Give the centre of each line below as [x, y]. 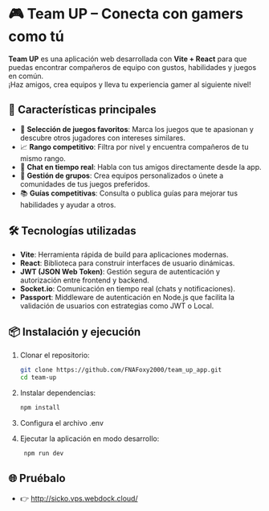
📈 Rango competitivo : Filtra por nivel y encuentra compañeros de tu [134, 146]
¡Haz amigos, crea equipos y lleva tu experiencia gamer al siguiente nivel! [130, 84]
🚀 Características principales [82, 110]
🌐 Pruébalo [37, 478]
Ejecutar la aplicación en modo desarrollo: [90, 439]
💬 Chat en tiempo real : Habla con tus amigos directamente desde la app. [141, 167]
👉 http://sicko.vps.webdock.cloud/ [79, 498]
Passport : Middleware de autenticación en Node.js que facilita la [127, 297]
